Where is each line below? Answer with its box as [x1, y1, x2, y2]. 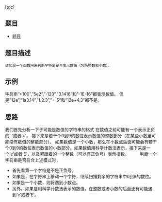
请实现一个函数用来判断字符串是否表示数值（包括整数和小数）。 [5, 63, 112, 68]
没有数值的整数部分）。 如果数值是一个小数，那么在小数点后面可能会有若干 [9, 139, 157, 145]
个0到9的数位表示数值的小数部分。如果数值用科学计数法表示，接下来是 [5, 145, 146, 151]
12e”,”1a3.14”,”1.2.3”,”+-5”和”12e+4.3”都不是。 [11, 97, 102, 103]
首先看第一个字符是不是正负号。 [12, 167, 76, 173]
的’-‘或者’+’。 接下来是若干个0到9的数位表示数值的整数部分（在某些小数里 [5, 133, 152, 139]
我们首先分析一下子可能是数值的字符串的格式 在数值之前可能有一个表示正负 [5, 127, 155, 133]
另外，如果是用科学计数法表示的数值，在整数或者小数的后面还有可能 [12, 186, 148, 192]
